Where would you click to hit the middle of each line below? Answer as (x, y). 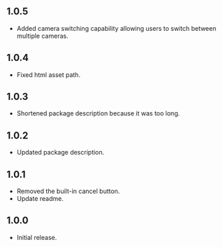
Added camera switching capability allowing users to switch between (116, 28)
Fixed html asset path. (49, 75)
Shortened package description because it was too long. (98, 113)
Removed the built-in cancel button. (68, 191)
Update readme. (40, 199)
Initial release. (37, 237)
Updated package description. (60, 153)
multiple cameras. (42, 36)
